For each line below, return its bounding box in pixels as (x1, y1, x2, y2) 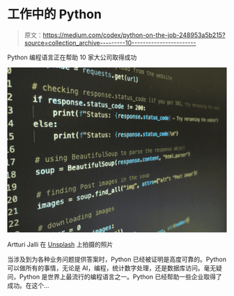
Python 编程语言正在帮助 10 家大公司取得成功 (7, 53, 137, 61)
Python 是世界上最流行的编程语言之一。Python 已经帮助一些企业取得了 (19, 272, 222, 281)
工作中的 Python (7, 6, 102, 22)
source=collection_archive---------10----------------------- (24, 38, 196, 47)
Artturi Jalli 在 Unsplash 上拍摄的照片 (7, 240, 114, 249)
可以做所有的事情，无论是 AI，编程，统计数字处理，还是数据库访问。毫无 (7, 263, 217, 272)
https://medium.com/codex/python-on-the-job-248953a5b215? (42, 31, 226, 39)
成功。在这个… (7, 281, 50, 290)
